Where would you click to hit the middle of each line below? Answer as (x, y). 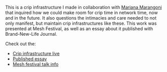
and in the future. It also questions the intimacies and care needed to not (81, 18)
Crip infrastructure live (36, 53)
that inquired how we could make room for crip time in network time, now (81, 13)
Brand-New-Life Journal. (31, 34)
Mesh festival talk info (35, 64)
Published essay (30, 59)
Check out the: (21, 44)
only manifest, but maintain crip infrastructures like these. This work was (81, 23)
